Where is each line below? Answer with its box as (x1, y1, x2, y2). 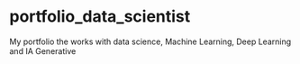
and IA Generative (9, 45, 77, 56)
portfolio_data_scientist (9, 6, 191, 27)
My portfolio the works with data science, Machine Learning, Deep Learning (9, 36, 292, 47)
